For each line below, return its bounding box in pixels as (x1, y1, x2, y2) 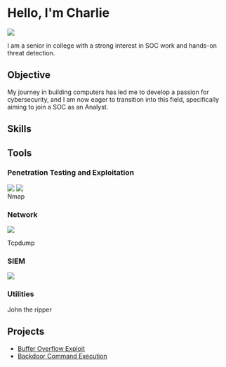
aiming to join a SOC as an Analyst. (7, 102, 109, 111)
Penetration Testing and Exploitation (7, 168, 135, 178)
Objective (7, 69, 51, 81)
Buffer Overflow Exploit (17, 344, 86, 352)
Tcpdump (7, 239, 35, 247)
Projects (7, 326, 45, 338)
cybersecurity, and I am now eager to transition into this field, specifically (7, 95, 220, 103)
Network (7, 209, 38, 219)
